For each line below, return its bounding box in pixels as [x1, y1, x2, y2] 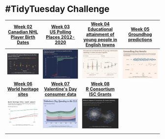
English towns [85, 42, 115, 48]
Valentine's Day [44, 86, 77, 92]
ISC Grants [89, 91, 112, 97]
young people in [83, 37, 117, 43]
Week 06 [13, 81, 33, 87]
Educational [87, 26, 113, 32]
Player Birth [10, 34, 35, 40]
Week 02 [13, 24, 33, 29]
